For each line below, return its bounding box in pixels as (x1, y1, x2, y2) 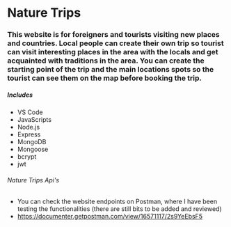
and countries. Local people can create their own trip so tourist (7, 38, 224, 48)
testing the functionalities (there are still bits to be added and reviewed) (17, 205, 222, 213)
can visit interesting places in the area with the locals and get (7, 47, 218, 57)
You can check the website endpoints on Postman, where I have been (17, 197, 218, 206)
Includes (7, 91, 33, 99)
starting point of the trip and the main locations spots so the (7, 65, 214, 75)
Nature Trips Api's (7, 175, 60, 184)
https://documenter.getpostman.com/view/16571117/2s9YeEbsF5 (17, 212, 203, 221)
